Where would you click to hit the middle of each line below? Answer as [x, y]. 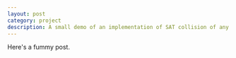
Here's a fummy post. [39, 47]
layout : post [26, 14]
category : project [34, 21]
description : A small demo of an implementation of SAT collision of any [118, 27]
